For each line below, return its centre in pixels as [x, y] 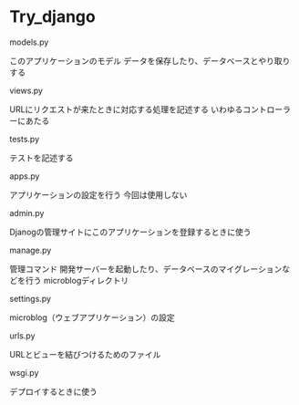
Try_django [52, 17]
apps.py [25, 176]
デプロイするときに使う [53, 391]
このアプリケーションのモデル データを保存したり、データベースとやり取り [150, 60]
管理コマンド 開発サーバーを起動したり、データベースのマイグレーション [146, 269]
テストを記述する [41, 158]
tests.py [25, 139]
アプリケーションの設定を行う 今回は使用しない [98, 194]
